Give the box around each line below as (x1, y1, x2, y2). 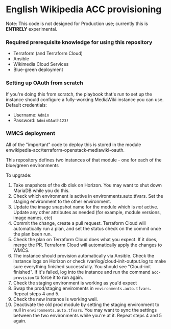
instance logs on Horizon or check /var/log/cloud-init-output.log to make (13, 258, 166, 264)
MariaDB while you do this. (13, 187, 70, 194)
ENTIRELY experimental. (6, 26, 58, 32)
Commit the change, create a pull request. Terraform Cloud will (13, 220, 146, 226)
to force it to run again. (35, 274, 83, 280)
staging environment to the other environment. (13, 198, 111, 204)
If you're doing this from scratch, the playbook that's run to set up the (6, 91, 152, 97)
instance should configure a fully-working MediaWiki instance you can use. (6, 96, 164, 103)
